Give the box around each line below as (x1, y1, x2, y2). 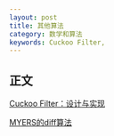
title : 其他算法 (9, 21, 64, 30)
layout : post (9, 12, 58, 22)
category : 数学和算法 (9, 29, 83, 38)
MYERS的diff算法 (9, 117, 73, 128)
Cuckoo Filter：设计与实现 (9, 99, 105, 109)
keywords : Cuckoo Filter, (9, 37, 105, 47)
